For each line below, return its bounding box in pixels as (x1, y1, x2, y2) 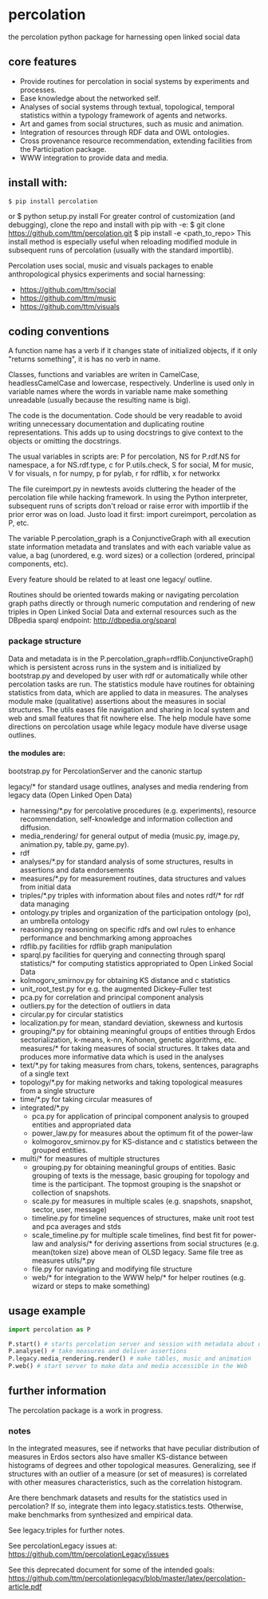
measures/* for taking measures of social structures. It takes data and (19, 1043, 250, 1052)
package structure (8, 635, 82, 646)
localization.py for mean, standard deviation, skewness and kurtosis (19, 1017, 243, 1028)
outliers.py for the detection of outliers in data (19, 1000, 171, 1010)
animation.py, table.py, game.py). (19, 839, 130, 849)
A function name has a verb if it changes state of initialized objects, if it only (8, 346, 258, 356)
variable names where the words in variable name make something (8, 387, 229, 396)
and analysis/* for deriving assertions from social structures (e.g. (45, 1239, 259, 1248)
